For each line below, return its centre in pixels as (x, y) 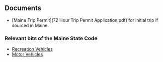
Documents (23, 8)
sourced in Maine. (30, 25)
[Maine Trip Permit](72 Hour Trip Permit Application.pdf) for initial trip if (85, 20)
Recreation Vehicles (32, 49)
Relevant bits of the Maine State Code (51, 38)
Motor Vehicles (27, 55)
